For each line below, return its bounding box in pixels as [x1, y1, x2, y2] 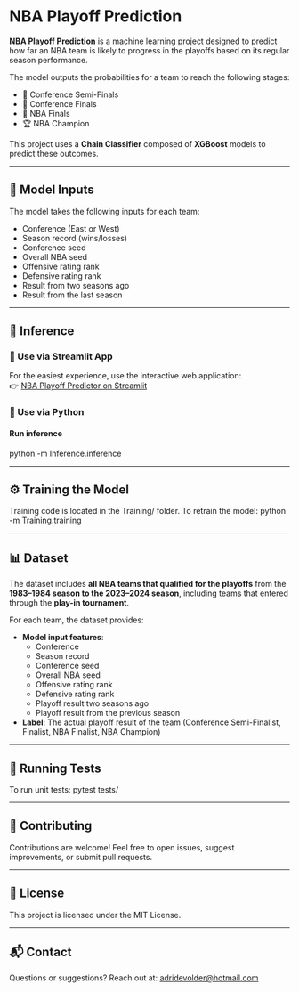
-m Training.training [9, 515, 82, 526]
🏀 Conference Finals [21, 98, 97, 109]
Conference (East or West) [21, 223, 120, 233]
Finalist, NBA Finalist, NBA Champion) [21, 727, 161, 737]
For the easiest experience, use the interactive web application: [9, 370, 242, 381]
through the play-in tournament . [9, 598, 130, 608]
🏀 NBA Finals [21, 108, 70, 118]
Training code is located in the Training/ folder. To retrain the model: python [9, 506, 287, 516]
